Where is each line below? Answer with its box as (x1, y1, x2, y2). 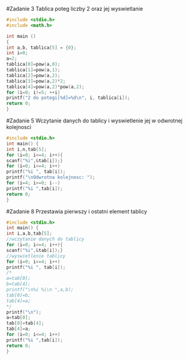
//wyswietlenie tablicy (6, 253, 66, 259)
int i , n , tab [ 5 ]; (6, 146, 47, 153)
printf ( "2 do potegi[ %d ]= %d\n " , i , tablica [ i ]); (6, 95, 130, 101)
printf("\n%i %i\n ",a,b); (6, 286, 74, 292)
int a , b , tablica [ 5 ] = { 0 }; (6, 45, 77, 51)
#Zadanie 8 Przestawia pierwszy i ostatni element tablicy (6, 207, 147, 215)
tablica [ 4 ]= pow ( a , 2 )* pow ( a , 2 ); (6, 84, 85, 90)
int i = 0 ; (6, 50, 28, 56)
